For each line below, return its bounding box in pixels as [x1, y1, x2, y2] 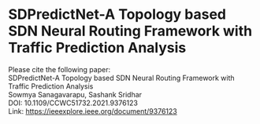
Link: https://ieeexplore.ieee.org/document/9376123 [8, 106, 177, 115]
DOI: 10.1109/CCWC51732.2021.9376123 [8, 98, 138, 108]
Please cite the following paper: [8, 64, 111, 74]
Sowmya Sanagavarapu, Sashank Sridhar [8, 89, 143, 99]
